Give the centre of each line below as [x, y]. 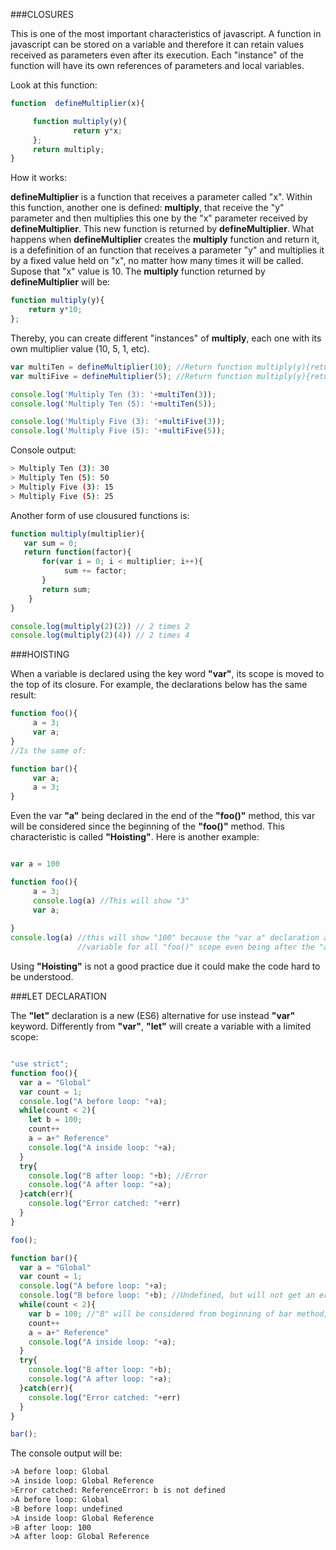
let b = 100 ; [55, 1120]
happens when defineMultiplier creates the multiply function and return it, [165, 240]
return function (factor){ [77, 552]
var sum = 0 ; [50, 543]
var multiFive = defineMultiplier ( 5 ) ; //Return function [131, 376]
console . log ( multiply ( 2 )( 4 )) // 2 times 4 [100, 635]
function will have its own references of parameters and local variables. [157, 65]
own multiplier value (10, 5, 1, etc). [80, 348]
